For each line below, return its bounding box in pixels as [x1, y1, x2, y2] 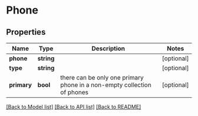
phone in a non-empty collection [60, 81, 151, 89]
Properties [6, 27, 46, 37]
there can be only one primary [60, 74, 144, 81]
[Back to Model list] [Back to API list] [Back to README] [6, 104, 141, 110]
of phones [60, 88, 88, 96]
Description [91, 45, 126, 52]
